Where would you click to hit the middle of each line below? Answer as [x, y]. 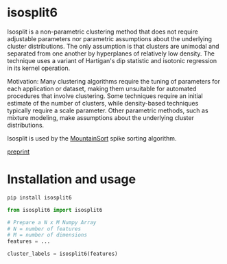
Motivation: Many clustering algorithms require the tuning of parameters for [114, 81]
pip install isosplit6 [39, 197]
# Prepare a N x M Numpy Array [52, 222]
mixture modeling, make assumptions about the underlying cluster [100, 117]
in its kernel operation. [39, 68]
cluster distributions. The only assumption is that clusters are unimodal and [113, 46]
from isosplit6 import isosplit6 [55, 210]
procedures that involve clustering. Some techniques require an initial [105, 96]
